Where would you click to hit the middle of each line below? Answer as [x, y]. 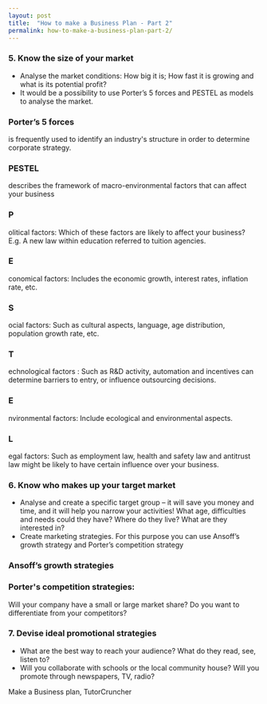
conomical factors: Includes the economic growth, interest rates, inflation [128, 278]
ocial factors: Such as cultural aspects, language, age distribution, [117, 325]
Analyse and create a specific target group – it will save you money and [137, 502]
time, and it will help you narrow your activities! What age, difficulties [133, 511]
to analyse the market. [57, 101]
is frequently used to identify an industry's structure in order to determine [129, 139]
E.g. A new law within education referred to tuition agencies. [107, 241]
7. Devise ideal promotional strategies [82, 633]
